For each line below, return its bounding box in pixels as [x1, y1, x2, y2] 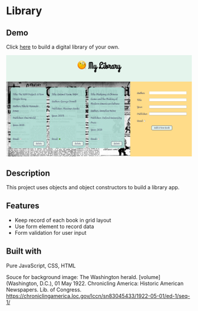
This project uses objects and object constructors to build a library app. [6, 183, 180, 190]
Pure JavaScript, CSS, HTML [6, 262, 76, 269]
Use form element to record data [14, 223, 94, 230]
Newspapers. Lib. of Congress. [6, 286, 82, 293]
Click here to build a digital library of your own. [6, 43, 120, 50]
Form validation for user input [14, 229, 87, 236]
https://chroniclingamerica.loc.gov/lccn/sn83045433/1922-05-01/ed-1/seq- [6, 292, 190, 299]
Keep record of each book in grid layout [14, 216, 111, 223]
